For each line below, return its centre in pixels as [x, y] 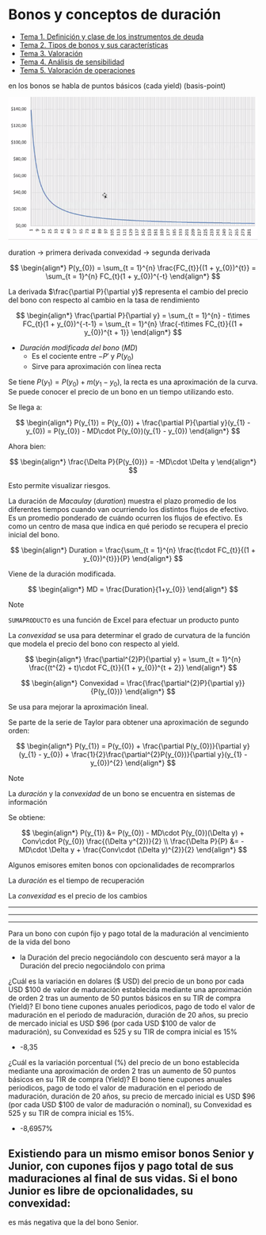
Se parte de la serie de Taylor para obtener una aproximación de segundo [129, 722]
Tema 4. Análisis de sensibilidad [72, 62]
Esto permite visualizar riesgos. [59, 486]
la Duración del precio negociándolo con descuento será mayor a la [130, 957]
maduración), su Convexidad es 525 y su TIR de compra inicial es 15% [123, 1032]
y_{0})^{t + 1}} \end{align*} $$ [133, 332]
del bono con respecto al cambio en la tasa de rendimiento [104, 300]
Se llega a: [25, 407]
